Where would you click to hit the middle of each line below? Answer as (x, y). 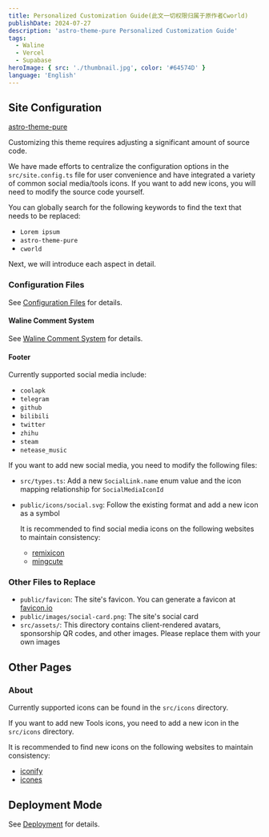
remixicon (48, 553)
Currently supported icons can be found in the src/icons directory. (118, 708)
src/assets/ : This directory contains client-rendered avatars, (120, 625)
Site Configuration (55, 108)
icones (31, 780)
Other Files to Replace (52, 582)
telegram (34, 400)
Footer (20, 356)
